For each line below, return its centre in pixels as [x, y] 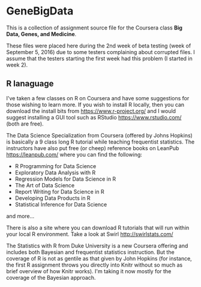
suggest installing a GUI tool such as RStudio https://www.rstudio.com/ [94, 117]
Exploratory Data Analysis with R [55, 172]
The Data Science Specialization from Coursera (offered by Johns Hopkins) [100, 135]
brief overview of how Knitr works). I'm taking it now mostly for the [89, 271]
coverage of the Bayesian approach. [51, 277]
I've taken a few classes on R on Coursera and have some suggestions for [98, 98]
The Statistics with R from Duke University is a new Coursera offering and [97, 246]
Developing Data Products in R [53, 198]
